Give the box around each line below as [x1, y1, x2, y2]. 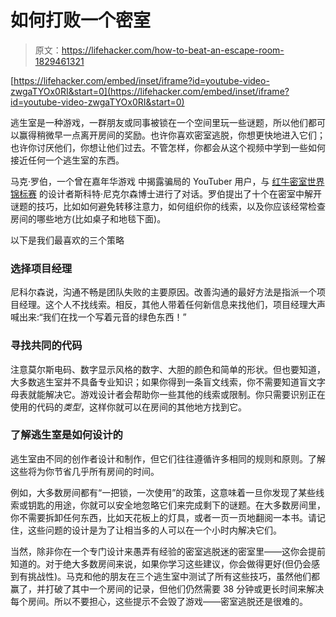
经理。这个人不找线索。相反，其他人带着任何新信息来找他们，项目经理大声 [18, 299, 326, 311]
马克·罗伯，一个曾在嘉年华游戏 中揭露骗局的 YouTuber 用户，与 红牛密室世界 [10, 175, 325, 187]
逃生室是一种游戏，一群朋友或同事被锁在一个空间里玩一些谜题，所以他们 [10, 116, 308, 128]
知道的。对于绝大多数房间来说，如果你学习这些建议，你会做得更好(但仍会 [10, 557, 312, 570]
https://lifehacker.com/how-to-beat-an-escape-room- [61, 44, 285, 56]
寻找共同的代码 [10, 339, 83, 353]
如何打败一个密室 [10, 9, 152, 32]
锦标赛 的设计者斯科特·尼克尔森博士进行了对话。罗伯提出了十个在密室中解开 [10, 187, 322, 200]
